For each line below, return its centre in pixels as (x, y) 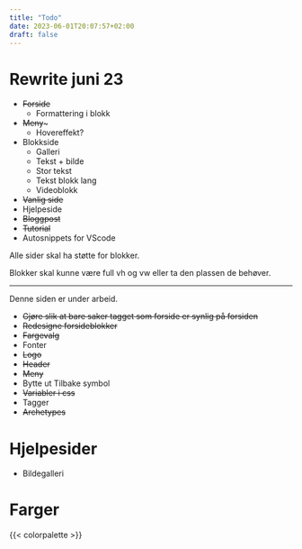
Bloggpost (41, 219)
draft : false (34, 34)
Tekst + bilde (60, 161)
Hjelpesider (53, 448)
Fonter (35, 345)
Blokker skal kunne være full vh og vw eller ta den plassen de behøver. (140, 273)
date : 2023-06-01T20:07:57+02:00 (72, 26)
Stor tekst (53, 171)
